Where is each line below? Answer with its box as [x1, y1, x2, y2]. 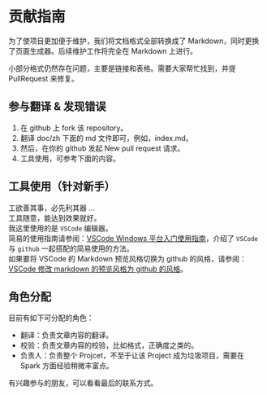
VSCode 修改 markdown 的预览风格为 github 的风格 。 [8, 264, 188, 274]
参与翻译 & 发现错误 [8, 99, 107, 114]
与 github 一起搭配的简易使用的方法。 [8, 244, 134, 253]
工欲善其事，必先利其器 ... [8, 203, 96, 213]
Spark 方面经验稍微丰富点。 [19, 361, 114, 371]
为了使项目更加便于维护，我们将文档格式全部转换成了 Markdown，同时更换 [8, 36, 260, 46]
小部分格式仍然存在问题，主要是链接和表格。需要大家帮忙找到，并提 [8, 63, 236, 73]
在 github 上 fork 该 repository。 [19, 123, 128, 133]
